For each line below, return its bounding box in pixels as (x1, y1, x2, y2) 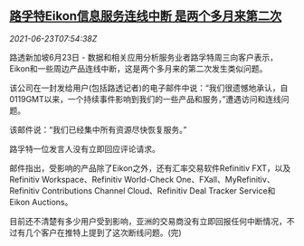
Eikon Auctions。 (9, 196, 73, 207)
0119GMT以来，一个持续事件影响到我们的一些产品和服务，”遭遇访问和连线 (9, 93, 282, 104)
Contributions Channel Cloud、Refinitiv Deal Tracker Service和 (41, 184, 276, 196)
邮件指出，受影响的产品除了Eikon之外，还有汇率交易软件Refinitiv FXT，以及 (9, 162, 291, 174)
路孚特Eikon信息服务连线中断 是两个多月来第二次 (9, 8, 282, 24)
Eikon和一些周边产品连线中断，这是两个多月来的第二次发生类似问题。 (9, 62, 268, 74)
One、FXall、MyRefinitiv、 (176, 174, 275, 184)
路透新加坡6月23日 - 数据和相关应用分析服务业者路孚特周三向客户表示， (9, 52, 279, 62)
